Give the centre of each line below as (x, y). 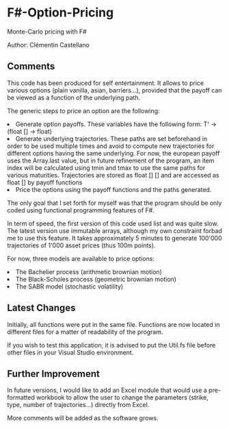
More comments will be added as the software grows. (83, 418)
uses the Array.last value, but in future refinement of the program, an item (111, 160)
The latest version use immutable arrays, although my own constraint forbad (114, 230)
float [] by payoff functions (45, 182)
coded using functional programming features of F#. (81, 210)
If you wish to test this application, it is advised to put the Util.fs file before (111, 345)
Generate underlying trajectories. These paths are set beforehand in (111, 138)
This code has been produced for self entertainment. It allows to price (105, 83)
